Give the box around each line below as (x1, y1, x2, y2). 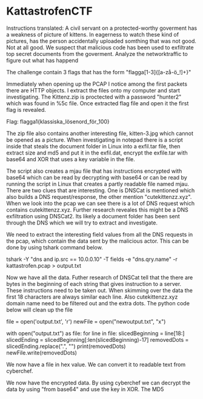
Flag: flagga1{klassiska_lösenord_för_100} (6, 117, 110, 125)
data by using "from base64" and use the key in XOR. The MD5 (6, 385, 164, 393)
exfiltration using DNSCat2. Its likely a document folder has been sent (6, 212, 180, 220)
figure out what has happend (6, 57, 79, 64)
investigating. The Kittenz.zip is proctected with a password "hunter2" (6, 93, 182, 100)
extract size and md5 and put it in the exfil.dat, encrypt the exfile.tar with (6, 149, 188, 156)
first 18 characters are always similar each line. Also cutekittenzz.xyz (6, 293, 178, 300)
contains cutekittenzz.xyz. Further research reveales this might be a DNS (6, 206, 189, 213)
